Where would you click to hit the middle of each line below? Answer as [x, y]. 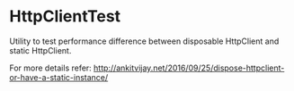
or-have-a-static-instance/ [59, 77]
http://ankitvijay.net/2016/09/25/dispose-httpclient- [189, 68]
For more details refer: [50, 68]
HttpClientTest [65, 17]
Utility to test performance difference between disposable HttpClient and [144, 41]
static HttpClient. [40, 50]
